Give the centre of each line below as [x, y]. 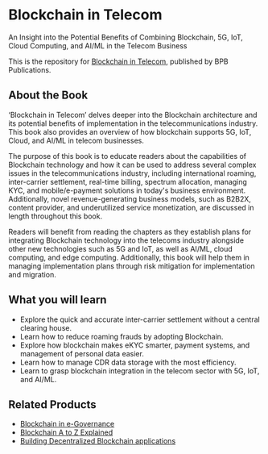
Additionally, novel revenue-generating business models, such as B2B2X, [130, 198]
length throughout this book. [56, 216]
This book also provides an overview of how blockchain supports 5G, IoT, [130, 131]
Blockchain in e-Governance [67, 424]
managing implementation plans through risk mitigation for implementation [132, 266]
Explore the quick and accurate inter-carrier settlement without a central [140, 319]
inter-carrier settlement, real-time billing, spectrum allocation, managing [128, 181]
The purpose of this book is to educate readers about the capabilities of [128, 156]
